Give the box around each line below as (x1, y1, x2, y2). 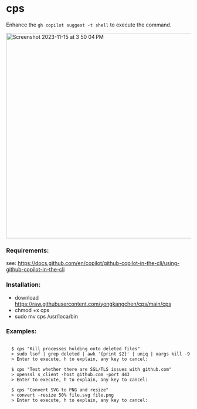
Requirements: (6, 246, 49, 254)
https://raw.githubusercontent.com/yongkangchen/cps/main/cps (14, 300, 172, 307)
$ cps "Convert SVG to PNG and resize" (11, 387, 109, 393)
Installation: (6, 281, 41, 289)
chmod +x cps (14, 306, 50, 313)
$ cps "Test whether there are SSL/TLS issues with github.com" (11, 366, 172, 372)
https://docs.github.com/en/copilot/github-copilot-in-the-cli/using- (17, 260, 180, 267)
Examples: (6, 327, 37, 336)
